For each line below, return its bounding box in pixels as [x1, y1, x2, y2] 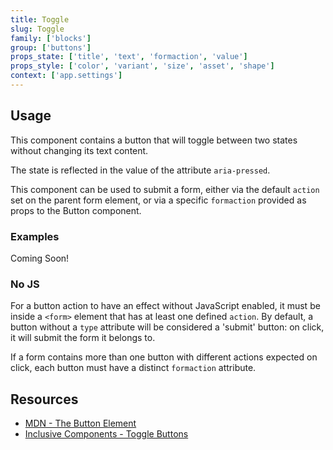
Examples [10, 229, 60, 243]
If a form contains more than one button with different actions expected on [10, 351, 318, 363]
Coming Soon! [10, 252, 70, 264]
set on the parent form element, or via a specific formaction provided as [10, 194, 307, 206]
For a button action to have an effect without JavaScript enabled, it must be [10, 300, 321, 312]
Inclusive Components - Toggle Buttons [24, 428, 189, 440]
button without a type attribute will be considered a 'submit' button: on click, [10, 321, 325, 333]
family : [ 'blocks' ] [10, 33, 92, 43]
